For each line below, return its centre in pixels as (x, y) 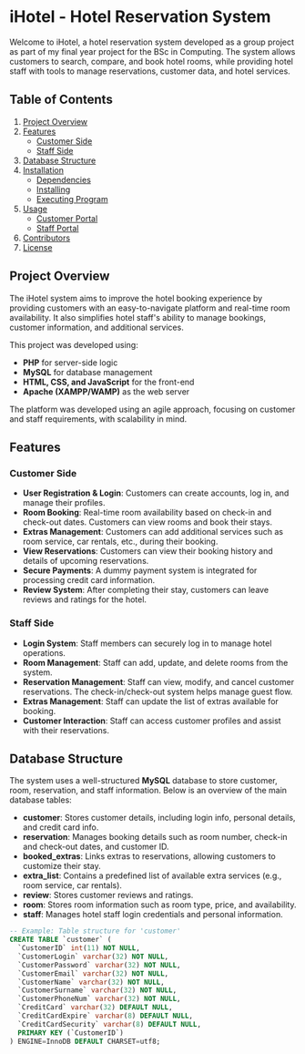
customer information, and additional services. (97, 327)
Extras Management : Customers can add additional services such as (153, 532)
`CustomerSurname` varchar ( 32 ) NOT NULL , (97, 990)
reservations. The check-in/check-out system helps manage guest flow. (158, 691)
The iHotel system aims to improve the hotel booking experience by (136, 298)
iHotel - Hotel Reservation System (140, 17)
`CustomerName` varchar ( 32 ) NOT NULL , (91, 982)
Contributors (46, 238)
